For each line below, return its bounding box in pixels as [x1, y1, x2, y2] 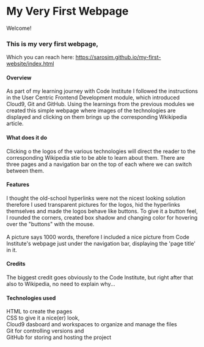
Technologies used [6, 294, 56, 301]
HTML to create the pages [6, 308, 73, 315]
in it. [6, 246, 17, 254]
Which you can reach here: [6, 54, 75, 61]
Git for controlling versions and [6, 327, 84, 335]
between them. [6, 166, 45, 174]
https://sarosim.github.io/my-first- [75, 54, 161, 61]
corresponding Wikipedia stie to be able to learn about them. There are [6, 154, 185, 161]
